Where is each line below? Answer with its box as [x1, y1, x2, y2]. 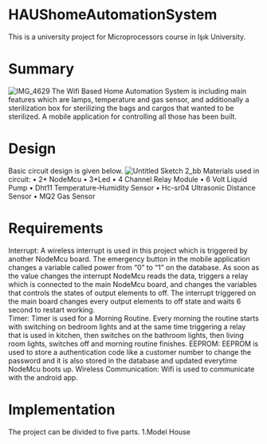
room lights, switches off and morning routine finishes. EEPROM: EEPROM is [8, 339, 259, 348]
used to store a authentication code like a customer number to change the [8, 347, 252, 356]
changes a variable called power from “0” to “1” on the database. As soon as [8, 262, 260, 272]
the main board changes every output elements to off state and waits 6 [8, 297, 241, 306]
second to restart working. [8, 305, 96, 314]
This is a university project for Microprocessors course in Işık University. [8, 32, 246, 41]
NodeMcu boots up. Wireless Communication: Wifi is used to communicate [8, 364, 255, 374]
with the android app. [8, 372, 78, 382]
